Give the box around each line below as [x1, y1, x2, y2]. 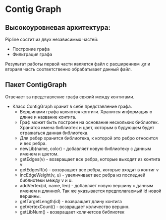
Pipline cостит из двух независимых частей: [5, 36, 99, 42]
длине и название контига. [19, 114, 77, 120]
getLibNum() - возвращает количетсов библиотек [19, 209, 125, 215]
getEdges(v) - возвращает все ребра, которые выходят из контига [19, 156, 161, 162]
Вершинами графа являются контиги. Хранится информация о [19, 108, 153, 115]
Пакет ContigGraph [5, 80, 67, 89]
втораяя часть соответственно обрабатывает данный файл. [5, 66, 132, 72]
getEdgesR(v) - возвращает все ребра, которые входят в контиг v [19, 166, 159, 172]
